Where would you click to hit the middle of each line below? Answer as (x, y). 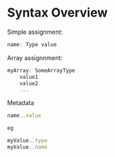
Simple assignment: (35, 32)
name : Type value (32, 44)
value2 (29, 83)
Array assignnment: (35, 57)
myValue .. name (28, 147)
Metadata (21, 103)
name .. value (24, 116)
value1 (29, 77)
